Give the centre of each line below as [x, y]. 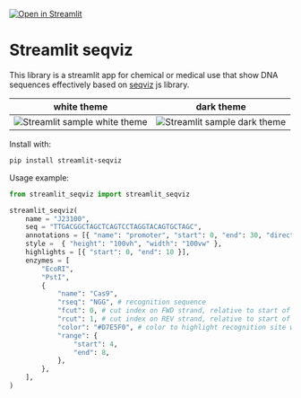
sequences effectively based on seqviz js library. [99, 84]
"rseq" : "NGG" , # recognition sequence [131, 302]
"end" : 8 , [91, 352]
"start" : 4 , [95, 344]
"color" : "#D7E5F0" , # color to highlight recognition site [172, 327]
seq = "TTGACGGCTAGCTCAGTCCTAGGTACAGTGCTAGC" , [114, 227]
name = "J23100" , [58, 219]
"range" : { [77, 336]
